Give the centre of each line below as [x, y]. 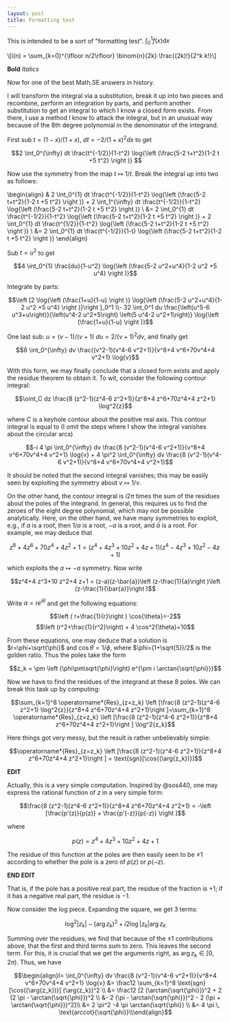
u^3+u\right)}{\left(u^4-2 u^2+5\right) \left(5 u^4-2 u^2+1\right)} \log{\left [115, 315]
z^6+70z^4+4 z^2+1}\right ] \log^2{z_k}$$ [115, 725]
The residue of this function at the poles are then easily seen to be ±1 [105, 854]
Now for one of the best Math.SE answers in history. [81, 82]
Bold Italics [23, 69]
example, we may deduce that [50, 532]
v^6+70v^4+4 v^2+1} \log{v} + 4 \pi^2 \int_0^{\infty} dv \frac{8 [98, 454]
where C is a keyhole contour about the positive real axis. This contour [107, 419]
